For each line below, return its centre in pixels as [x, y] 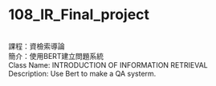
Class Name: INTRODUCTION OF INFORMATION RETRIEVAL [108, 64]
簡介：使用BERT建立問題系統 [56, 56]
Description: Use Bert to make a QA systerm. [82, 73]
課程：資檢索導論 [37, 46]
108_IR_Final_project [79, 15]
